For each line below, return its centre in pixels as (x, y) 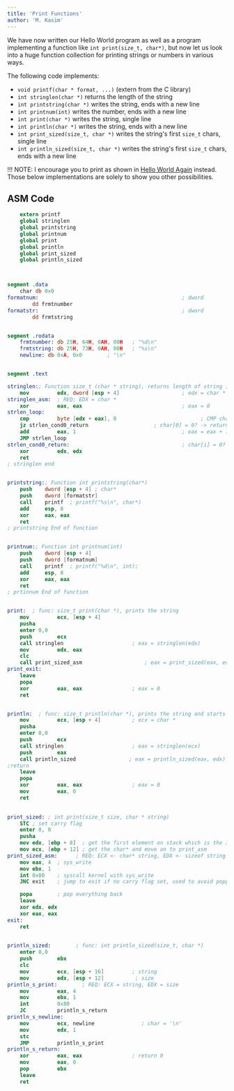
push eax (44, 752)
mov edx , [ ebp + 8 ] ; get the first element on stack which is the (121, 843)
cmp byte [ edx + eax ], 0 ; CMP (118, 419)
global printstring (48, 228)
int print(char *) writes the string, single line (84, 118)
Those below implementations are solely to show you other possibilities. (110, 177)
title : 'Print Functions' (45, 14)
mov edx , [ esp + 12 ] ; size (87, 978)
